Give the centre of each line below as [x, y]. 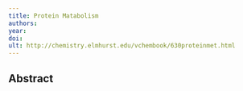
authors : [23, 23]
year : [17, 31]
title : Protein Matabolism [54, 16]
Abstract [31, 79]
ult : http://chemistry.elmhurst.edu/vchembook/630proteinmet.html [122, 46]
